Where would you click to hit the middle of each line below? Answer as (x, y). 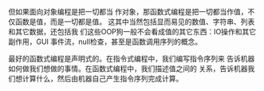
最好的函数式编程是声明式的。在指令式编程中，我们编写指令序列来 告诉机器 (132, 59)
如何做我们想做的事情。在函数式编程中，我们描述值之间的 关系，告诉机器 (128, 69)
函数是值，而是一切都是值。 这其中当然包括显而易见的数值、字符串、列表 (135, 22)
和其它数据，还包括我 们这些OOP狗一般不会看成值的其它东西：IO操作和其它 (132, 32)
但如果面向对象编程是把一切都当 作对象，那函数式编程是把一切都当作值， (128, 12)
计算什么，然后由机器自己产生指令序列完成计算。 (102, 79)
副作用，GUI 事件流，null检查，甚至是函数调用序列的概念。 (105, 42)
